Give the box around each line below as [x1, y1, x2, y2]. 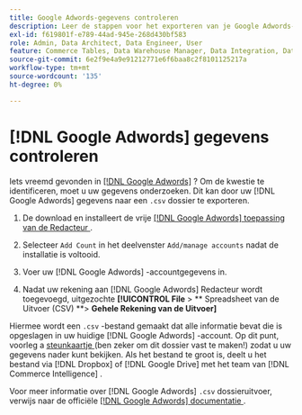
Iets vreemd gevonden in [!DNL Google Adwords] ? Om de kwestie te [9, 176, 265, 186]
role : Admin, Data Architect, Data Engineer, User [9, 38, 203, 48]
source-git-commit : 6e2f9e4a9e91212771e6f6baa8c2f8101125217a [9, 55, 247, 64]
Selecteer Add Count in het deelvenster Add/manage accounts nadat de [22, 239, 279, 250]
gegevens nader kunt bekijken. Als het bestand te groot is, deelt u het [9, 348, 267, 360]
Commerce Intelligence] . [9, 368, 103, 379]
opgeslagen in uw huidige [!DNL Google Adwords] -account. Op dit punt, [9, 329, 280, 340]
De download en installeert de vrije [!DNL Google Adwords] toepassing [22, 212, 286, 223]
